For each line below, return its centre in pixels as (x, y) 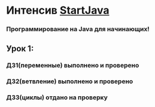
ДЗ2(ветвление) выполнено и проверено (70, 81)
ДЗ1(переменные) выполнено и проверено (73, 65)
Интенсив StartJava (58, 10)
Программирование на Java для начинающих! (78, 29)
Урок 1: (20, 48)
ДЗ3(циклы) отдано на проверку (57, 97)
